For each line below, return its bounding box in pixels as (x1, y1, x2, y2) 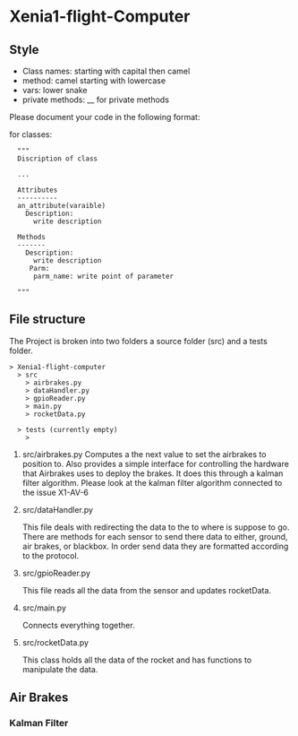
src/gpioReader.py (21, 567, 91, 578)
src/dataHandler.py (21, 504, 94, 515)
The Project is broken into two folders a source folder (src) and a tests (9, 335, 268, 346)
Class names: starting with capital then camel (21, 65, 191, 76)
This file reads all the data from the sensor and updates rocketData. (21, 584, 271, 595)
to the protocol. (21, 550, 80, 561)
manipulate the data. (21, 663, 98, 674)
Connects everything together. (21, 619, 136, 630)
